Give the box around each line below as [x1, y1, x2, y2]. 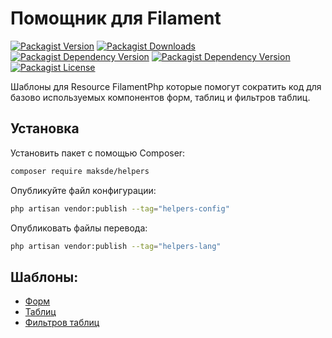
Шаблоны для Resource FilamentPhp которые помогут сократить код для [10, 80, 322, 92]
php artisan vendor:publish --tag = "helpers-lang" [10, 241, 222, 251]
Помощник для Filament [10, 7, 222, 30]
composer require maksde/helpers [10, 166, 150, 176]
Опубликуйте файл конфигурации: [10, 184, 157, 196]
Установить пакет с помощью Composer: [10, 147, 186, 159]
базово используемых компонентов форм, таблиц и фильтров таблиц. [10, 91, 311, 103]
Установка [10, 120, 80, 137]
